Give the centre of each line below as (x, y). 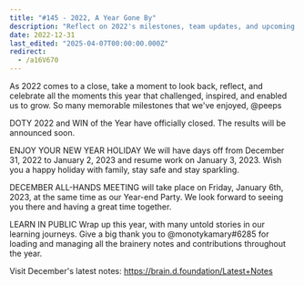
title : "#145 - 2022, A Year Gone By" (83, 18)
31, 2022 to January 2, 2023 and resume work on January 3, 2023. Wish (146, 160)
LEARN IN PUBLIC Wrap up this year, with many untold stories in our (137, 224)
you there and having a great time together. (91, 207)
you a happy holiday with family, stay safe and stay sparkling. (124, 170)
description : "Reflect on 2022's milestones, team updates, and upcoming (152, 26)
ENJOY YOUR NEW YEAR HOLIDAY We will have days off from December (147, 150)
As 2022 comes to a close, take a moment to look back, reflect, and (137, 86)
